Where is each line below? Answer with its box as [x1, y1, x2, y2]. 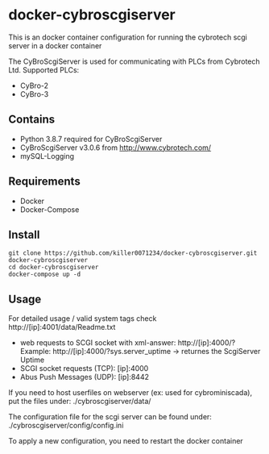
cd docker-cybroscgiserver [8, 264, 99, 272]
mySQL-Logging [19, 151, 75, 160]
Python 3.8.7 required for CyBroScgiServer [19, 134, 163, 144]
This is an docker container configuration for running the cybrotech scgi [8, 32, 247, 42]
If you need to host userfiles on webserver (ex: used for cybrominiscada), [8, 388, 252, 398]
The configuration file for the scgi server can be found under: [8, 412, 212, 422]
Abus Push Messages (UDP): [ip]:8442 [19, 373, 149, 382]
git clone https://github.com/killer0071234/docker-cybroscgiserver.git [8, 249, 258, 257]
